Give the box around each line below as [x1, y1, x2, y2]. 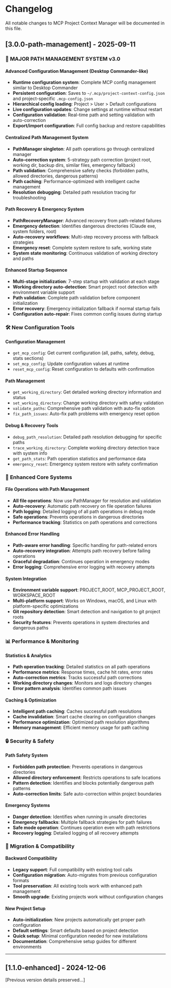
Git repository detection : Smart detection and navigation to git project [12, 609, 160, 615]
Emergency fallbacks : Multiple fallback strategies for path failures [12, 819, 152, 825]
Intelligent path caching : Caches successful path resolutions [12, 708, 141, 714]
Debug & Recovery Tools [5, 422, 59, 428]
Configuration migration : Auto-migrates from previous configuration [12, 872, 157, 878]
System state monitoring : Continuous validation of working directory [12, 250, 158, 256]
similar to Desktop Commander [12, 85, 78, 91]
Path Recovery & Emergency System [5, 206, 84, 212]
